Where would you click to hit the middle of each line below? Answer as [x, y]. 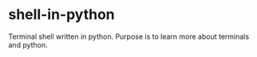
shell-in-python [62, 15]
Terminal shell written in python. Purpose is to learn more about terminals [129, 36]
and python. [28, 44]
